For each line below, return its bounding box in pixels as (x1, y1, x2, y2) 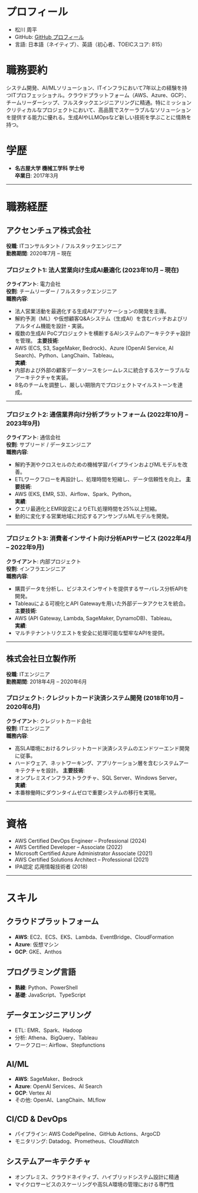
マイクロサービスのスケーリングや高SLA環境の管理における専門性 (14, 1181, 175, 1188)
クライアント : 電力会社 (6, 281, 61, 288)
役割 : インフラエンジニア (6, 565, 66, 572)
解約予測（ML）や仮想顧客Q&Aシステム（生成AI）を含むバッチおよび (14, 315, 183, 322)
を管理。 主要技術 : (14, 337, 60, 344)
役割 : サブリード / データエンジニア (6, 441, 91, 448)
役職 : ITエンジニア (6, 671, 50, 678)
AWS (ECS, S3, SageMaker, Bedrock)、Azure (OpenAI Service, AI (14, 344, 174, 351)
